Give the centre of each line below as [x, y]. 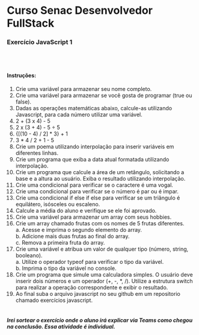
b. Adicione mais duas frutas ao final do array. [72, 236]
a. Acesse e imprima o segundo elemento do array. [79, 230]
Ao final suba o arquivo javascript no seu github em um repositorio [98, 293]
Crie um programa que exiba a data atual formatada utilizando [92, 159]
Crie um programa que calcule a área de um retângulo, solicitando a [100, 172]
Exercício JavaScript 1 [40, 42]
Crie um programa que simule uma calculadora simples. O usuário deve [104, 274]
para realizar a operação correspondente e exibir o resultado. [92, 287]
